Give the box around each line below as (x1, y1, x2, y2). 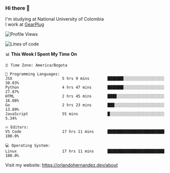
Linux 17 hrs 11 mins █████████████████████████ (5, 149, 165, 154)
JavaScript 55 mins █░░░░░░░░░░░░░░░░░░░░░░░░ (5, 111, 165, 117)
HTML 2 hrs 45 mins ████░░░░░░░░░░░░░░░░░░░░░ (5, 94, 165, 99)
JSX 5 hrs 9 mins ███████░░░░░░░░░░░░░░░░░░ (5, 76, 165, 81)
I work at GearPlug (5, 21, 45, 27)
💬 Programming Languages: (5, 72, 60, 77)
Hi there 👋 (5, 5, 30, 12)
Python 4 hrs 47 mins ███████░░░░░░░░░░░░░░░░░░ (5, 85, 165, 90)
